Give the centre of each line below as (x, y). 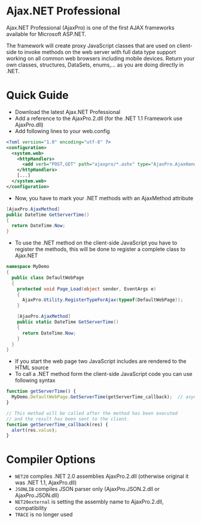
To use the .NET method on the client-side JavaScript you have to (96, 243)
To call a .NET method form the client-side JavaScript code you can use (103, 374)
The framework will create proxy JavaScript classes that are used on (91, 46)
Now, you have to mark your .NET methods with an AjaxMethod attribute (104, 198)
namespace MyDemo (28, 267)
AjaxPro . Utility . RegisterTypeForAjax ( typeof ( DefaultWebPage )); (103, 300)
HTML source (32, 368)
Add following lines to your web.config (62, 131)
